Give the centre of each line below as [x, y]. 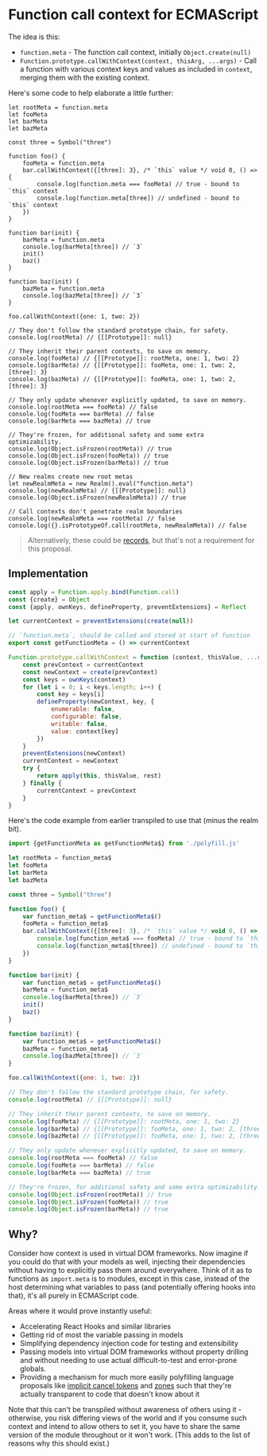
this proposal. [50, 548]
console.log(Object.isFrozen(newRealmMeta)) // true [97, 498]
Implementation [48, 574]
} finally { [42, 783]
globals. [33, 1369]
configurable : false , [87, 716]
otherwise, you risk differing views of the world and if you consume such [128, 1418]
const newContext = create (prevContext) [90, 672]
